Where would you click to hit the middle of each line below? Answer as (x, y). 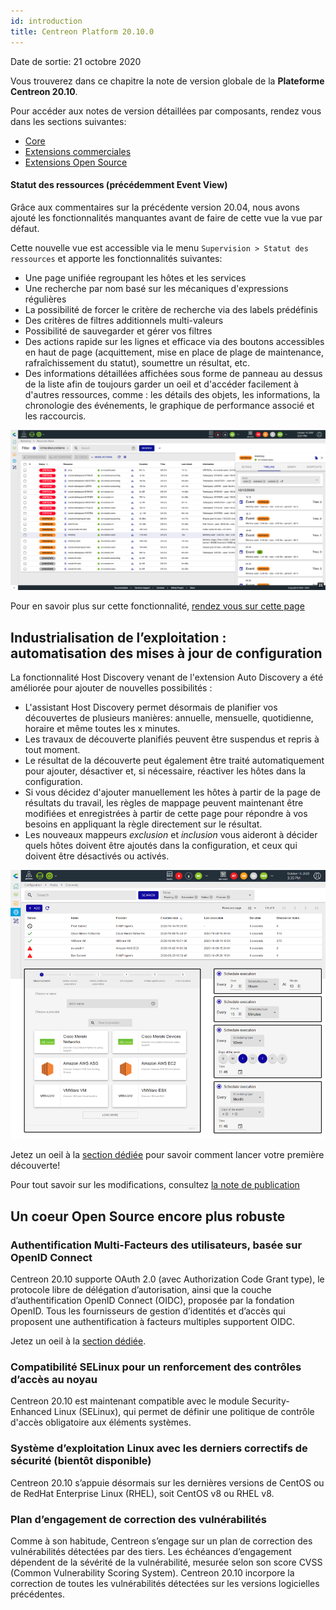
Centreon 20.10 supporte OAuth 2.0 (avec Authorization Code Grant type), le (167, 1279)
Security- (270, 1401)
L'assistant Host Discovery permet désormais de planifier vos (151, 707)
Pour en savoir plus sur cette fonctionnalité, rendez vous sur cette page (157, 606)
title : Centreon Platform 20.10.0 (82, 31)
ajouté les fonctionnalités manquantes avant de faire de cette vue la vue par (166, 217)
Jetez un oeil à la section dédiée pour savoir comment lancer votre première (167, 1155)
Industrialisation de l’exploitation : (118, 637)
